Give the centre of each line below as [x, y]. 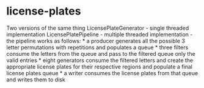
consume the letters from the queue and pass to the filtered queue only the [101, 53]
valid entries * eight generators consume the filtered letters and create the [100, 60]
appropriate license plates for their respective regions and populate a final [99, 66]
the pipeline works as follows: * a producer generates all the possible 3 [96, 41]
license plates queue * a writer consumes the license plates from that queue [102, 73]
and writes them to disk [36, 80]
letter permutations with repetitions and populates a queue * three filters [97, 47]
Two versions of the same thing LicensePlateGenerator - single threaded [98, 28]
